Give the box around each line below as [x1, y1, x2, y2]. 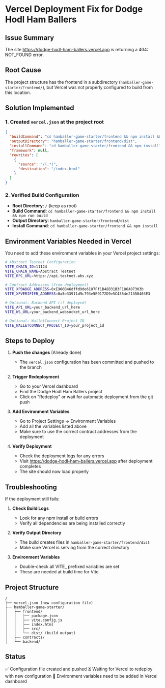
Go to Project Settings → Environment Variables [19, 418, 116, 424]
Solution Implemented [5, 104, 75, 112]
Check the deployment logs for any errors [19, 453, 105, 459]
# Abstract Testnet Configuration [5, 260, 76, 265]
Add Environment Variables [12, 408, 70, 414]
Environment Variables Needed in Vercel [5, 237, 132, 246]
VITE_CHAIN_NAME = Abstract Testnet [5, 269, 76, 274]
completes [19, 464, 41, 469]
